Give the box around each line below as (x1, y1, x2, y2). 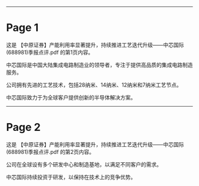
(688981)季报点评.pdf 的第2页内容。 (6, 148, 95, 155)
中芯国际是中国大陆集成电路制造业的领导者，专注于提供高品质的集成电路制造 (6, 61, 193, 68)
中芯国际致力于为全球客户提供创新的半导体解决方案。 (6, 94, 136, 101)
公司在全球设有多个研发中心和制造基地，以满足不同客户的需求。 (6, 161, 162, 168)
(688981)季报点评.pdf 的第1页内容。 (6, 49, 94, 56)
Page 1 (6, 21, 39, 34)
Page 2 (6, 121, 41, 134)
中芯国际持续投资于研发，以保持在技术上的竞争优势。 (6, 173, 136, 181)
